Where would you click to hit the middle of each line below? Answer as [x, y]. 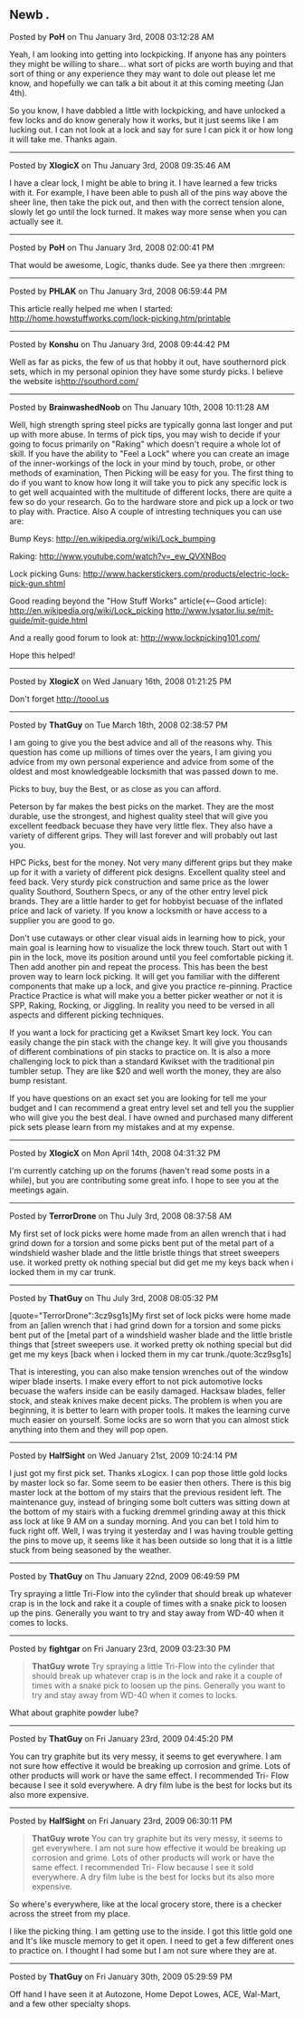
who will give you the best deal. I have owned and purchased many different [152, 1117]
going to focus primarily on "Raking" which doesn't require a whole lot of [145, 444]
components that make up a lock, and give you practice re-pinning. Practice [151, 986]
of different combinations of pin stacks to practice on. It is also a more [140, 1051]
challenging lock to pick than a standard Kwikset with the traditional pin [142, 1061]
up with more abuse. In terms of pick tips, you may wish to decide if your [145, 434]
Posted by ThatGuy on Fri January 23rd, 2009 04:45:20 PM [121, 1738]
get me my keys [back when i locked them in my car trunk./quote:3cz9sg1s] [151, 1354]
